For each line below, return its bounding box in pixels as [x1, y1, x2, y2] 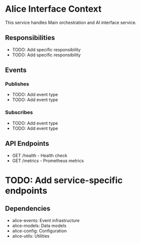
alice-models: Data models [12, 223, 67, 228]
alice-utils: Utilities [12, 233, 50, 239]
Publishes [5, 81, 29, 87]
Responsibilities [5, 34, 55, 42]
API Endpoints [5, 140, 49, 148]
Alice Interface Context [5, 3, 102, 15]
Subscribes [5, 109, 33, 116]
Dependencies [5, 204, 50, 213]
